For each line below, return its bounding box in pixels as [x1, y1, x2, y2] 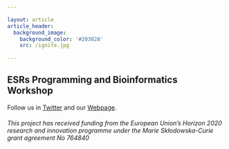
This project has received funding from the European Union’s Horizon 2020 [7, 119, 223, 128]
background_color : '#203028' [19, 35, 104, 42]
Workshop [7, 85, 53, 97]
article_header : [7, 22, 54, 30]
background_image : [13, 29, 67, 36]
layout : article [7, 16, 54, 23]
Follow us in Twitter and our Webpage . [7, 103, 117, 112]
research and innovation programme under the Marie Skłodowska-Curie [7, 126, 214, 135]
